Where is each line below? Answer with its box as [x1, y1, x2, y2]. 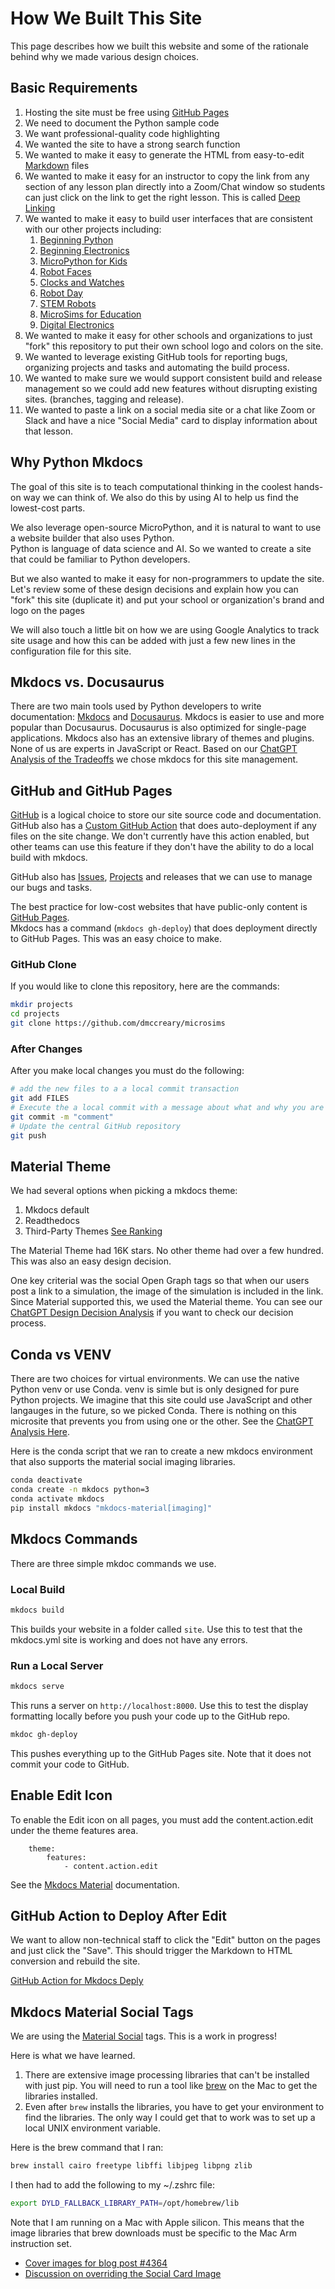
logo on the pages [10, 604, 85, 616]
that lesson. [24, 425, 74, 437]
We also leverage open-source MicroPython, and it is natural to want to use [10, 521, 322, 533]
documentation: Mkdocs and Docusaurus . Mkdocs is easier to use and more [10, 711, 325, 723]
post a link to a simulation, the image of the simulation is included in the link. [10, 1285, 324, 1297]
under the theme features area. [10, 1824, 139, 1836]
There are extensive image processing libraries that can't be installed [24, 2069, 310, 2081]
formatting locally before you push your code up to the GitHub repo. [10, 1710, 291, 1722]
